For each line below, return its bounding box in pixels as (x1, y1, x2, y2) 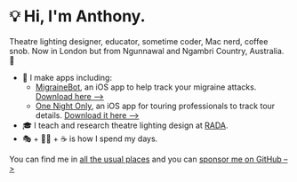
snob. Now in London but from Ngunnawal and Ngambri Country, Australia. (9, 45, 285, 56)
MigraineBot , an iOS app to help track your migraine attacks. (35, 82, 257, 92)
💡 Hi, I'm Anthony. (9, 6, 146, 27)
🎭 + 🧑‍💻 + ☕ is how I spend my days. (21, 133, 158, 144)
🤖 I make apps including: (21, 72, 113, 83)
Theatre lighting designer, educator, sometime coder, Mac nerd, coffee (9, 36, 269, 46)
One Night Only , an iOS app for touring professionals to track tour (35, 100, 276, 111)
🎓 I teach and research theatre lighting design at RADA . (21, 120, 229, 131)
